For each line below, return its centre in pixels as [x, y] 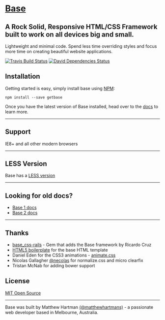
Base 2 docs [25, 213]
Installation [23, 77]
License [17, 281]
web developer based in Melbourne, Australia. [52, 312]
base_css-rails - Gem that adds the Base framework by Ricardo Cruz [82, 245]
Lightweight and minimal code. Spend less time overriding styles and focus [81, 46]
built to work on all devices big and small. [69, 34]
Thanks [17, 233]
